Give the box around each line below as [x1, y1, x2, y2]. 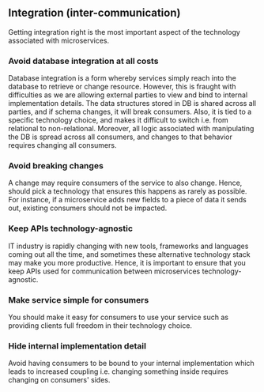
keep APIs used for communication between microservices [8, 266, 201, 276]
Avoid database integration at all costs [8, 55, 159, 66]
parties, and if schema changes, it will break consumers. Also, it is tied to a [8, 107, 252, 117]
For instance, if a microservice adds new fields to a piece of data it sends [8, 195, 247, 205]
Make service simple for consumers [8, 294, 149, 305]
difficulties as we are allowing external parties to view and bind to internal [8, 90, 248, 100]
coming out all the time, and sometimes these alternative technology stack [8, 249, 251, 259]
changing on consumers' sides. [8, 375, 111, 385]
